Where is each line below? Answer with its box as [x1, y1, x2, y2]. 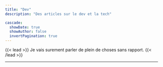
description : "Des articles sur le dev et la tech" [5, 12, 112, 16]
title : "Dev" [5, 7, 32, 12]
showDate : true [9, 25, 40, 29]
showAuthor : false [9, 29, 47, 34]
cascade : [5, 20, 23, 25]
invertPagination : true [9, 34, 57, 39]
